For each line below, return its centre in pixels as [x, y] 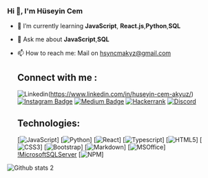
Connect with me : [57, 78]
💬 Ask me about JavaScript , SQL [63, 39]
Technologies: [49, 123]
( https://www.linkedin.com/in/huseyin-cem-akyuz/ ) [121, 94]
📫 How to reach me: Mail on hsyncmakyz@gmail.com [94, 53]
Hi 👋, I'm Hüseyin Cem [45, 11]
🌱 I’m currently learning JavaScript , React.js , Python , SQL [99, 26]
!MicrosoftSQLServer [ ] [60, 154]
